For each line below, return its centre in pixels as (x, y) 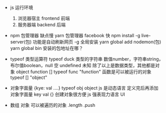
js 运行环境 (21, 7)
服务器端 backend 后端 (42, 25)
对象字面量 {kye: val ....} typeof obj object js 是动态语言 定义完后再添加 (84, 88)
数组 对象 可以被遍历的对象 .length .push (53, 105)
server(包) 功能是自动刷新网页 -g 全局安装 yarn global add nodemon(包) (86, 42)
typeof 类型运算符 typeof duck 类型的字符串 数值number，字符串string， (87, 59)
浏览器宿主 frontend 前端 (44, 18)
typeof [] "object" (29, 77)
